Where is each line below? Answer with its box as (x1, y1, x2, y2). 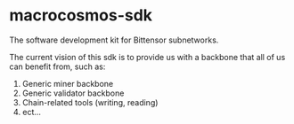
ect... (21, 106, 42, 117)
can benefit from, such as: (9, 61, 106, 72)
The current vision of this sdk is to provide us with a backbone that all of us (9, 51, 286, 62)
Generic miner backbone (21, 78, 114, 89)
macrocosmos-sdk (9, 5, 153, 26)
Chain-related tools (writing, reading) (21, 97, 159, 107)
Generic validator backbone (21, 88, 125, 98)
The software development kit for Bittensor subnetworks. (9, 35, 219, 45)
